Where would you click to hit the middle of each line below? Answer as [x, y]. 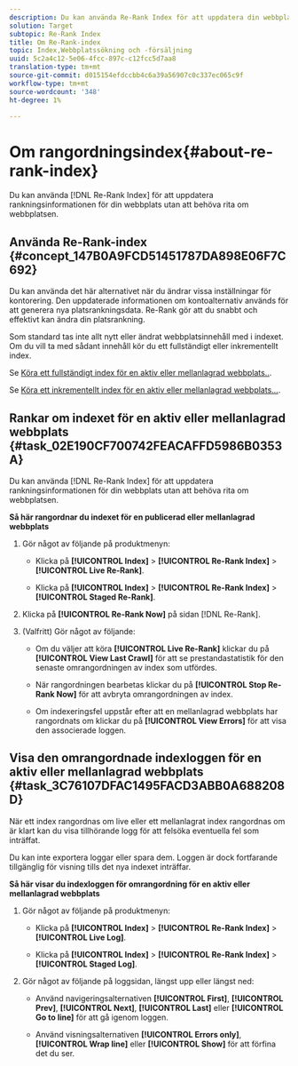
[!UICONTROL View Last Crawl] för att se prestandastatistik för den [159, 657]
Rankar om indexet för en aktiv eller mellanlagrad [148, 418]
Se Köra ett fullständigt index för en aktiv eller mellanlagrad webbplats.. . [141, 373]
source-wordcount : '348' [55, 91]
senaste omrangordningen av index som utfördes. [126, 667]
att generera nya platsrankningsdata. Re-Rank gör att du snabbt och [133, 310]
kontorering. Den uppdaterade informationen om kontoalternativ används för [149, 301]
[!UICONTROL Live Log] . [81, 937]
